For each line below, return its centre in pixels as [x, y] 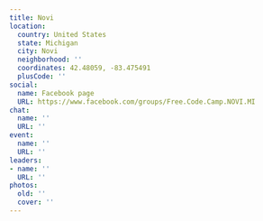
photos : [24, 186]
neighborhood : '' [50, 60]
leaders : [26, 160]
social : [24, 85]
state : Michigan [48, 43]
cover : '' [36, 203]
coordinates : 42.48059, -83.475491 [84, 69]
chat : [19, 110]
